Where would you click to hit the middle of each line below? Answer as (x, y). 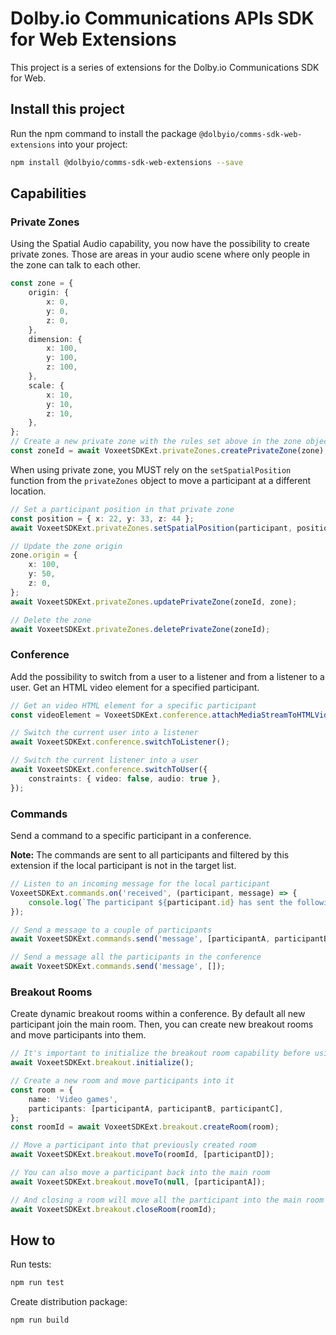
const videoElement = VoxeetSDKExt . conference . (111, 715)
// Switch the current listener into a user (104, 760)
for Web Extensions (93, 39)
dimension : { (55, 339)
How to (33, 1240)
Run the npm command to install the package (103, 133)
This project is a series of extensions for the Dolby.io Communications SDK (165, 67)
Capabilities (48, 193)
